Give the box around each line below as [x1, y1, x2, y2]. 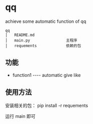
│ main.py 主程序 [5, 37, 77, 43]
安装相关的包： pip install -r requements [5, 102, 88, 108]
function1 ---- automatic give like [12, 72, 81, 78]
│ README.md [5, 32, 35, 37]
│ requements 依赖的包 [5, 43, 81, 48]
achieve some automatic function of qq [5, 18, 86, 24]
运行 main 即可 [5, 113, 36, 119]
